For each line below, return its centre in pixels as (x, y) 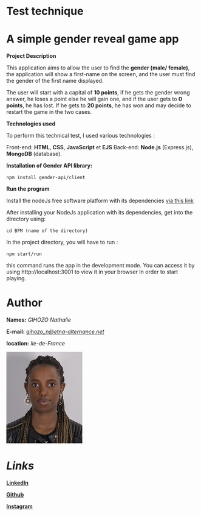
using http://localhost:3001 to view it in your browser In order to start (92, 272)
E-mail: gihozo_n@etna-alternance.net (55, 332)
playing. (16, 278)
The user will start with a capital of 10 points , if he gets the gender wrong (98, 93)
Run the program (28, 189)
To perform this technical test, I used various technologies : (80, 136)
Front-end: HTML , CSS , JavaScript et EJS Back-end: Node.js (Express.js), (100, 147)
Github (15, 494)
